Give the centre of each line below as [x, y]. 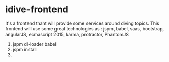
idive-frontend [37, 9]
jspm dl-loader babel [35, 44]
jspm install [24, 49]
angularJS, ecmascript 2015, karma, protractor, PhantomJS [67, 34]
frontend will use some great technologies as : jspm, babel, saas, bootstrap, [85, 28]
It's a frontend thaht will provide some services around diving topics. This [82, 23]
